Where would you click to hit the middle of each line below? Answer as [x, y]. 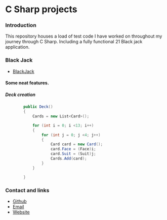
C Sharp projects [41, 9]
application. [17, 47]
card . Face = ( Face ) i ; [73, 149]
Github [19, 201]
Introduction [21, 25]
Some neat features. [27, 83]
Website [21, 212]
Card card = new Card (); [76, 144]
